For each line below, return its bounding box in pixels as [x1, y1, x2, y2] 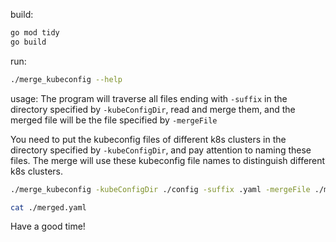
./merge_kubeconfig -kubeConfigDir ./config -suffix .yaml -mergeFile [10, 184, 311, 194]
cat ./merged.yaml [10, 202, 87, 213]
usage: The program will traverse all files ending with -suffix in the [10, 92, 288, 104]
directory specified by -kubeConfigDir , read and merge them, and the [10, 103, 296, 115]
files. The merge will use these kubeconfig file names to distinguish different [10, 154, 326, 166]
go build [10, 37, 47, 47]
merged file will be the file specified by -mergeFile [10, 114, 218, 126]
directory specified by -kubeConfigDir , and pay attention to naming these [10, 144, 312, 156]
